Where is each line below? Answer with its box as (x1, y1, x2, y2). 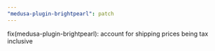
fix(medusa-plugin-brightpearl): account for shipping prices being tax (7, 29, 209, 38)
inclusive (7, 36, 33, 45)
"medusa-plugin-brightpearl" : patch (7, 10, 114, 17)
